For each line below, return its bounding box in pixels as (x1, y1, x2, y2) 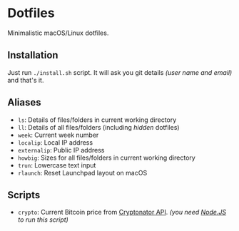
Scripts (7, 189, 41, 201)
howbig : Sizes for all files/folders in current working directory (17, 153, 196, 162)
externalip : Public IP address (17, 145, 105, 154)
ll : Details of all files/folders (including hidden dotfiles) (17, 123, 180, 131)
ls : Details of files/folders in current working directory (17, 115, 177, 124)
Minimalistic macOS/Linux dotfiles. (7, 29, 109, 37)
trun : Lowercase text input (17, 160, 96, 169)
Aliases (7, 96, 41, 108)
